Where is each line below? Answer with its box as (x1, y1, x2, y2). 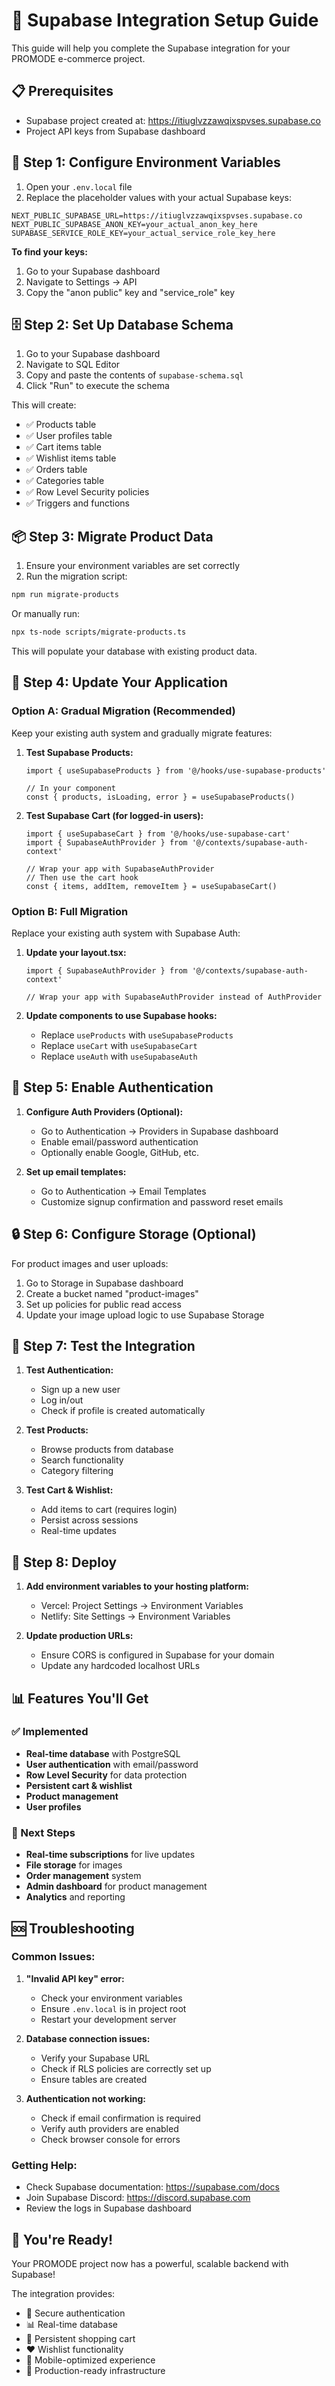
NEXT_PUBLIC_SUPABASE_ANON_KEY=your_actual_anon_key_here (11, 219, 258, 229)
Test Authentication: (25, 1364, 114, 1376)
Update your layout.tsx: (25, 946, 127, 958)
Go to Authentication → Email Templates (40, 1185, 207, 1197)
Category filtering (40, 1465, 114, 1477)
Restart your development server (40, 2013, 177, 2025)
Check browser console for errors (40, 2133, 181, 2145)
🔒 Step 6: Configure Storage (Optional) (11, 1226, 257, 1243)
